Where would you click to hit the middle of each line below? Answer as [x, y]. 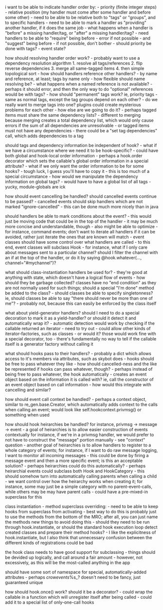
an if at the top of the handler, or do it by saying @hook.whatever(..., [73, 258]
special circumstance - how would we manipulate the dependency [72, 176]
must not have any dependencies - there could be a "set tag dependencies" [81, 131]
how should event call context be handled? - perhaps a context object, [76, 399]
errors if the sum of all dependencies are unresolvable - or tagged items [77, 126]
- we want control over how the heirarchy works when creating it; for [74, 481]
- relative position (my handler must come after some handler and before [78, 12]
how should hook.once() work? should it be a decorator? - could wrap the [79, 592]
